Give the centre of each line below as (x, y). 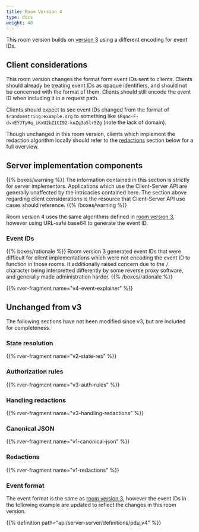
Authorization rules (35, 372)
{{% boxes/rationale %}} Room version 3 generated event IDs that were (94, 252)
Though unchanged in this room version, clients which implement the (91, 134)
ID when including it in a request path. (53, 98)
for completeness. (29, 328)
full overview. (23, 147)
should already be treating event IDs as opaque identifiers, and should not (97, 86)
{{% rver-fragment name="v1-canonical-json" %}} (68, 441)
